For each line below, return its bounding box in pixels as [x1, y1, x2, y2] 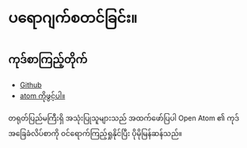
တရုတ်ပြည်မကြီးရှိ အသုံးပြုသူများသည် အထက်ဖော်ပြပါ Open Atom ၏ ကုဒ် [8, 113, 240, 123]
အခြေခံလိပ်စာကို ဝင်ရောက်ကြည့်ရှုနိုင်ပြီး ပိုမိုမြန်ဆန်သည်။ [8, 129, 182, 138]
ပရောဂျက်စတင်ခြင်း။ [8, 9, 138, 27]
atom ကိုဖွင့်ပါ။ [19, 91, 66, 101]
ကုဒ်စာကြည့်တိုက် [8, 52, 88, 66]
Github [19, 80, 42, 89]
